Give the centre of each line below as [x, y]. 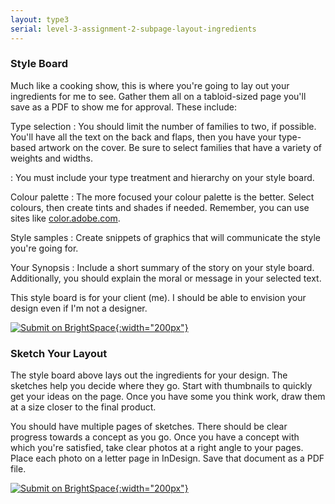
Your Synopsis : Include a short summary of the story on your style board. [162, 267]
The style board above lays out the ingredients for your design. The [149, 375]
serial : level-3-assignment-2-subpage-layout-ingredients [133, 29]
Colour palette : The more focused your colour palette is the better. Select [162, 197]
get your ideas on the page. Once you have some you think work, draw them [168, 397]
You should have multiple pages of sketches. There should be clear [149, 427]
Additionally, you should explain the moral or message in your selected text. [166, 278]
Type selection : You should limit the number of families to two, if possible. [163, 126]
